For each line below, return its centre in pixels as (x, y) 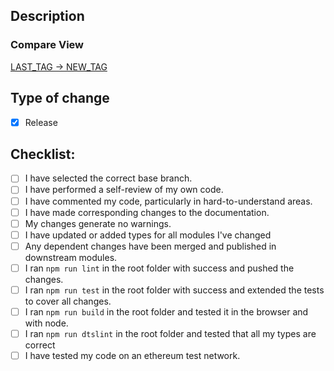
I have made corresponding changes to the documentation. (147, 212)
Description (47, 16)
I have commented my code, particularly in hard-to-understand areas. (168, 201)
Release (41, 122)
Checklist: (43, 154)
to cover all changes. (68, 301)
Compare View (47, 45)
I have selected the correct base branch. (108, 178)
